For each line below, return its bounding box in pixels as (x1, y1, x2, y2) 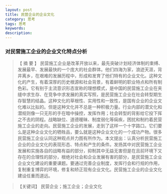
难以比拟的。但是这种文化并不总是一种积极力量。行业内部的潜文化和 (21, 104, 162, 110)
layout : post (5, 7, 32, 12)
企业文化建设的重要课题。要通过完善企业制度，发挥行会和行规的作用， (17, 160, 162, 166)
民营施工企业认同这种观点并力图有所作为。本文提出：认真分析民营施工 (17, 135, 162, 141)
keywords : (5, 26, 26, 31)
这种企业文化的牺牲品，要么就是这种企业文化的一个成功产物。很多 (26, 129, 162, 135)
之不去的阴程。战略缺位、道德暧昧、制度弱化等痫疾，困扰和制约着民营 (17, 116, 162, 122)
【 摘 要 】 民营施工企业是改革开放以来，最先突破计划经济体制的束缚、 (17, 60, 163, 66)
